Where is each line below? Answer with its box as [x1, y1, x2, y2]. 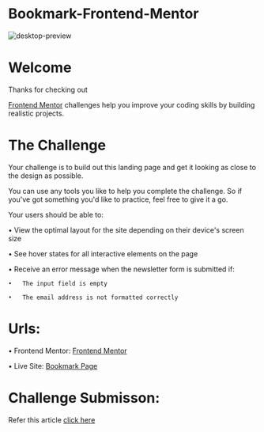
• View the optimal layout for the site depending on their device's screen [8, 225, 244, 234]
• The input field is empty [8, 279, 108, 287]
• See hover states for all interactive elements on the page [8, 248, 198, 258]
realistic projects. [8, 108, 65, 118]
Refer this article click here [8, 415, 96, 424]
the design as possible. [8, 171, 84, 180]
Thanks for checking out [8, 85, 89, 94]
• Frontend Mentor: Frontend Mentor [8, 346, 128, 355]
